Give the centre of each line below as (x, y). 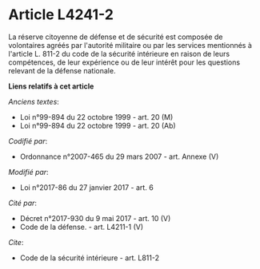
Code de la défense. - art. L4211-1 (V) (82, 227)
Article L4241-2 (61, 15)
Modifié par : (29, 172)
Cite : (16, 242)
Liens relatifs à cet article (51, 86)
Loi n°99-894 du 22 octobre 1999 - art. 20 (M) (96, 117)
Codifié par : (28, 140)
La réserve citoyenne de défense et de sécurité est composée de (116, 37)
